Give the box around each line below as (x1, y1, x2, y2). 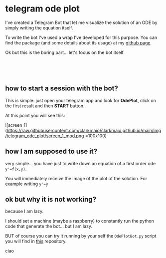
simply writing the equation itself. (5, 24, 73, 30)
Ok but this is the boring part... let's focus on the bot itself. (5, 49, 125, 55)
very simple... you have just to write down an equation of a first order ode (5, 160, 156, 166)
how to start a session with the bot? (5, 84, 118, 93)
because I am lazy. (5, 208, 44, 215)
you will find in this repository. (5, 238, 67, 245)
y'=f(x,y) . (5, 166, 27, 172)
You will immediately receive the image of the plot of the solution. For (5, 175, 148, 181)
